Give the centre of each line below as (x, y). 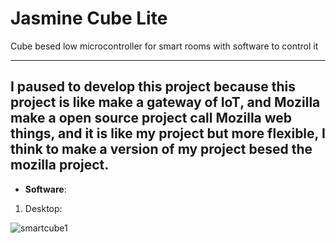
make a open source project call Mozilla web (151, 118)
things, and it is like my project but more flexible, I (168, 133)
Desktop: (43, 208)
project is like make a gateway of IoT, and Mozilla (165, 102)
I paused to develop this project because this (153, 87)
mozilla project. (60, 165)
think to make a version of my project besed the (161, 149)
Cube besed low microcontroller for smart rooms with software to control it (164, 46)
